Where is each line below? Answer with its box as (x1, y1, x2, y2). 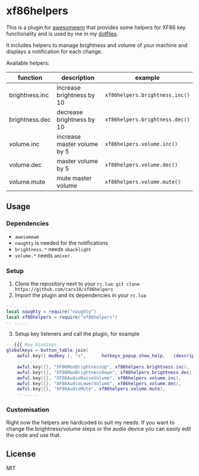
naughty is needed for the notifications (14, 239, 108, 246)
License (6, 449, 36, 459)
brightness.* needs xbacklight (14, 245, 92, 253)
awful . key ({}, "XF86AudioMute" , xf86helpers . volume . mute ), (17, 386, 166, 392)
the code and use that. (6, 431, 61, 439)
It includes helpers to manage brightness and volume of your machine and (6, 42, 188, 49)
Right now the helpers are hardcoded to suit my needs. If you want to (6, 419, 175, 426)
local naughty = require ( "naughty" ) (6, 309, 97, 315)
